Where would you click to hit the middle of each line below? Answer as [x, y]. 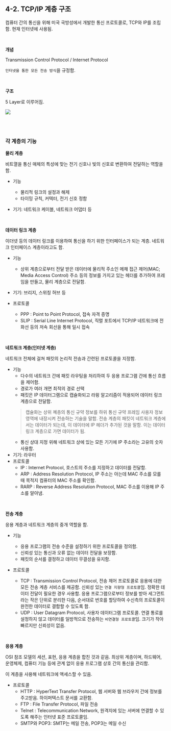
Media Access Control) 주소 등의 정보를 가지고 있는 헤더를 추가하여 [88, 275]
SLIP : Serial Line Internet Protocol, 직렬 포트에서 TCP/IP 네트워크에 [89, 321]
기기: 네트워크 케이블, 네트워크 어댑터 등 [52, 209]
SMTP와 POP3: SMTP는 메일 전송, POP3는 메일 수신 [73, 723]
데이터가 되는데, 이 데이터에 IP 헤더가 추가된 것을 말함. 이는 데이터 [100, 425]
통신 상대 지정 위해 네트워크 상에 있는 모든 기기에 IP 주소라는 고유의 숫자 [92, 442]
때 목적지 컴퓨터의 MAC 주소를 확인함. [58, 481]
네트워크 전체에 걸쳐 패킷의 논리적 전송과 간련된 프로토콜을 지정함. [71, 359]
